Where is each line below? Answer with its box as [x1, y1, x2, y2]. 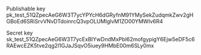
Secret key [6, 29, 33, 36]
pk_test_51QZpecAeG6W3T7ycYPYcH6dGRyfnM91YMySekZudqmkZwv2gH [6, 11, 194, 19]
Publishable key [6, 5, 46, 12]
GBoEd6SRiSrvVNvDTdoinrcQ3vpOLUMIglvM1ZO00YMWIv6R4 [6, 18, 164, 25]
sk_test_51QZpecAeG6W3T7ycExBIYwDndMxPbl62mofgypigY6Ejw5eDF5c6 [6, 36, 195, 42]
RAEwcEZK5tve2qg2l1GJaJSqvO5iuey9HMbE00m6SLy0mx [6, 42, 155, 49]
